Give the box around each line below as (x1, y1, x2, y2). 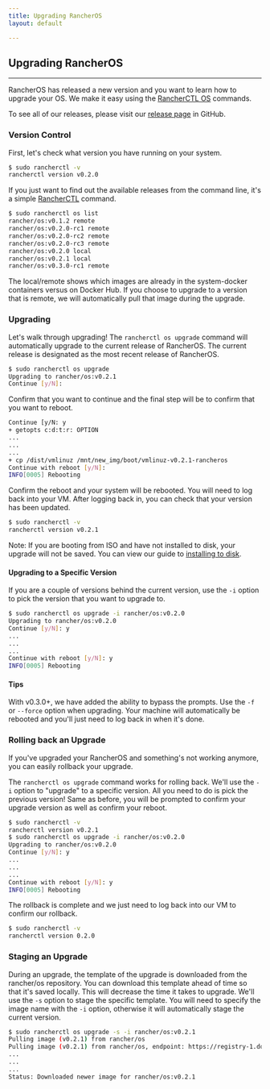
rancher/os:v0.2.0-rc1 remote (8, 225, 110, 233)
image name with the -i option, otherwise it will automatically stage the (8, 1004, 245, 1013)
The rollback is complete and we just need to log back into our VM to (8, 900, 237, 910)
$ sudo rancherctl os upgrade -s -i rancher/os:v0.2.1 (8, 1028, 196, 1036)
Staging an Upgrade (8, 951, 88, 962)
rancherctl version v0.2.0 (8, 171, 99, 179)
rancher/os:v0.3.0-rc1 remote (8, 262, 110, 270)
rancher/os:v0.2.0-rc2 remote (8, 231, 110, 240)
